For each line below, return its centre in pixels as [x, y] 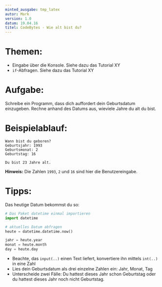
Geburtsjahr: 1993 [24, 145]
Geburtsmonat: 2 [21, 150]
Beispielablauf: [36, 128]
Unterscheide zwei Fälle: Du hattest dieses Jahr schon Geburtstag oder [84, 274]
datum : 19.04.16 [21, 23]
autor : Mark [17, 14]
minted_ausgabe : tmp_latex [32, 9]
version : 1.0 [18, 18]
